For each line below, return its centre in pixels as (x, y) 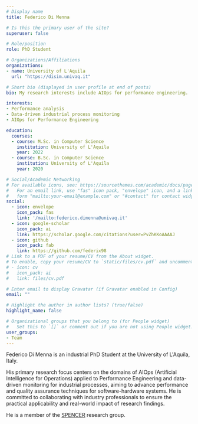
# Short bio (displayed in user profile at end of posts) (79, 87)
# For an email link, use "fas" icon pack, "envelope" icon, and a (93, 190)
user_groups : (22, 332)
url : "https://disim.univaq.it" (51, 76)
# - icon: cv (22, 267)
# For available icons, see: (42, 185)
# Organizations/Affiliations (43, 60)
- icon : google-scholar (40, 223)
